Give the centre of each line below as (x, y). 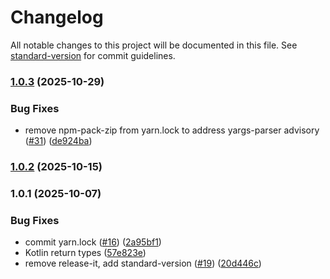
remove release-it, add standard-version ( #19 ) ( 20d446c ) (143, 263)
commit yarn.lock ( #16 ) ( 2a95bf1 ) (93, 242)
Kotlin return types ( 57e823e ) (85, 253)
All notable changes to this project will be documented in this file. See (154, 45)
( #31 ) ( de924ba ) (58, 141)
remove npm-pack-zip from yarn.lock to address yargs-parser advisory (172, 130)
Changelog (57, 17)
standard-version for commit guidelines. (93, 55)
